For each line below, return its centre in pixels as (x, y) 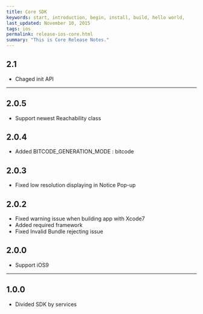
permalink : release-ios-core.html (50, 34)
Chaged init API (34, 78)
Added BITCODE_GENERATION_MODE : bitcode (74, 152)
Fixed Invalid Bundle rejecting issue (59, 232)
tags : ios (19, 29)
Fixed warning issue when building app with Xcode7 (80, 219)
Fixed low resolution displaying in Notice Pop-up (75, 185)
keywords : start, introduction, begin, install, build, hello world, (96, 18)
